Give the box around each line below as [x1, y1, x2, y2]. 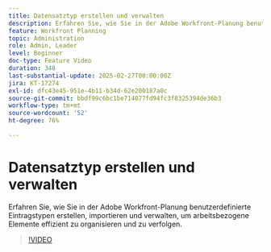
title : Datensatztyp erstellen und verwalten [8, 11, 164, 20]
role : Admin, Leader [8, 42, 78, 50]
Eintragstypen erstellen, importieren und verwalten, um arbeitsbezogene [8, 210, 250, 220]
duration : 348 [8, 64, 56, 72]
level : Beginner [8, 49, 63, 57]
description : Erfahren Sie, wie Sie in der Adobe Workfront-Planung [8, 19, 244, 27]
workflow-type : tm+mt [8, 101, 81, 109]
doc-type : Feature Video [8, 57, 92, 65]
